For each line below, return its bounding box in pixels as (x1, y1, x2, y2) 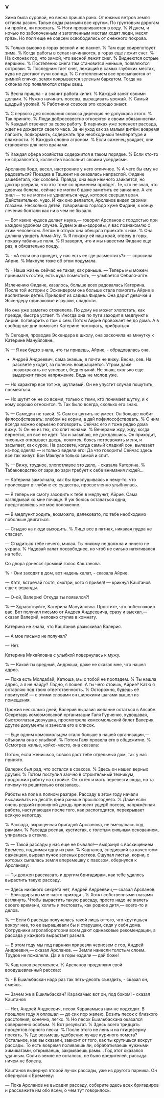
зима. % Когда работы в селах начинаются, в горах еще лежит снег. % (5, 50, 154, 56)
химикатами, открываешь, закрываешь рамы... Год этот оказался (5, 1048, 143, 1053)
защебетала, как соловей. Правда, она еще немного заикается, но (5, 176, 145, 182)
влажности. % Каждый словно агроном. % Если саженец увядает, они (5, 137, 154, 143)
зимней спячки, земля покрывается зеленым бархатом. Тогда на (5, 76, 142, 82)
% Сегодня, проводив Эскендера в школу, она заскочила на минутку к (5, 332, 154, 338)
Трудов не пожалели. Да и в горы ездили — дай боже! (5, 953, 119, 958)
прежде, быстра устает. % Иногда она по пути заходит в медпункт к (5, 312, 149, 318)
